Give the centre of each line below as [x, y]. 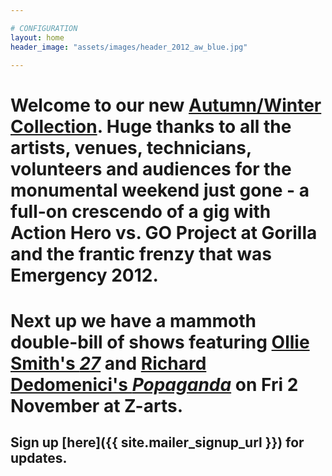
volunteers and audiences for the [151, 168]
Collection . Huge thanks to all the [151, 126]
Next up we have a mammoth [133, 320]
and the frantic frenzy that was [141, 253]
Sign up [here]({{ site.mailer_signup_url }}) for [157, 442]
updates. [39, 458]
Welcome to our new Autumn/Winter [166, 105]
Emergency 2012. [84, 275]
